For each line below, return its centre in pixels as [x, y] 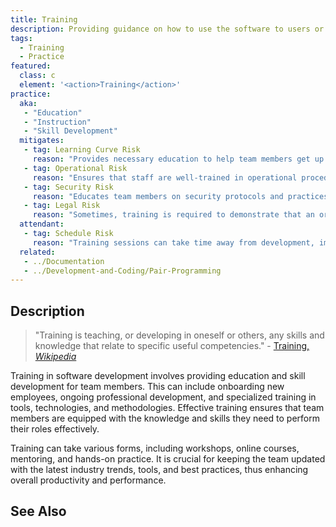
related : [37, 252]
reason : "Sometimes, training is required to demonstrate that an [173, 215]
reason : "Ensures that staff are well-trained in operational [165, 177]
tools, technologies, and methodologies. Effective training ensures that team [167, 408]
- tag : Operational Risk [75, 168]
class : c [37, 76]
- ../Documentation [64, 261]
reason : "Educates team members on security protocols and [158, 196]
